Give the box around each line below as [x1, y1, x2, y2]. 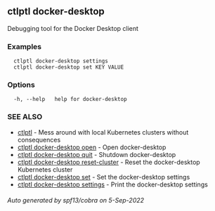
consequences [17, 135, 61, 144]
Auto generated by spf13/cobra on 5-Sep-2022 [7, 196, 145, 205]
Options [7, 80, 35, 90]
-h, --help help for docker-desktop [13, 96, 128, 103]
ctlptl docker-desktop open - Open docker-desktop [17, 143, 167, 151]
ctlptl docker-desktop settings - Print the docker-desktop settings [17, 180, 209, 189]
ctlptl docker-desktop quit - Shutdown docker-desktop [17, 150, 176, 158]
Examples [7, 41, 42, 51]
